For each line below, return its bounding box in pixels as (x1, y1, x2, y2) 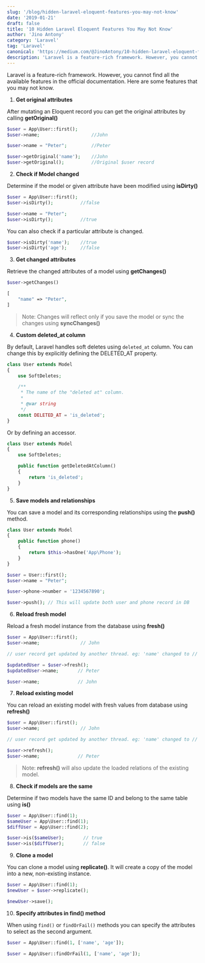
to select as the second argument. (7, 928, 93, 935)
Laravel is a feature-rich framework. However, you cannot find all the (7, 71, 179, 78)
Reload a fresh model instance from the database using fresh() (7, 622, 165, 630)
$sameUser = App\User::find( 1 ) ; (7, 818, 89, 824)
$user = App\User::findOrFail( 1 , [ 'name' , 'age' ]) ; (7, 950, 141, 957)
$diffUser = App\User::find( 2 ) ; (7, 824, 89, 830)
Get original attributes (15, 96, 73, 103)
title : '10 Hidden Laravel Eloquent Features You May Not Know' (7, 26, 173, 32)
